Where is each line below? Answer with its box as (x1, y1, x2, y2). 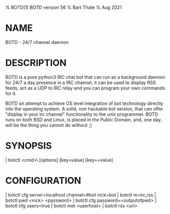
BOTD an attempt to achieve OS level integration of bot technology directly (5, 100, 163, 106)
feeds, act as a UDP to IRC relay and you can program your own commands (5, 84, 165, 91)
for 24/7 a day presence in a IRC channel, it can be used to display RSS (5, 79, 156, 85)
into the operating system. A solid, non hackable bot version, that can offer (5, 105, 163, 112)
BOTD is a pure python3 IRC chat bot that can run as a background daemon (5, 74, 165, 80)
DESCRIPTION (5, 57, 67, 69)
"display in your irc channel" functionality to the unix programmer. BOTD (5, 111, 158, 117)
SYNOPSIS (5, 140, 52, 152)
